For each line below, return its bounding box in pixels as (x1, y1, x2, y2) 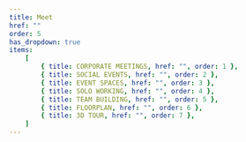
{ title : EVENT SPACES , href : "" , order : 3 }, (41, 78, 215, 87)
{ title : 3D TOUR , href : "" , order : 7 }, (41, 111, 196, 120)
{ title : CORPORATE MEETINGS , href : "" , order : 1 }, (41, 63, 239, 71)
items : (9, 46, 34, 55)
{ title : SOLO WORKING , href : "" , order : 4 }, (41, 86, 215, 95)
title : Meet (9, 12, 53, 22)
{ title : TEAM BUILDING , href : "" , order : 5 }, (41, 94, 219, 104)
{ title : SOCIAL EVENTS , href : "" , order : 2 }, (41, 71, 219, 79)
